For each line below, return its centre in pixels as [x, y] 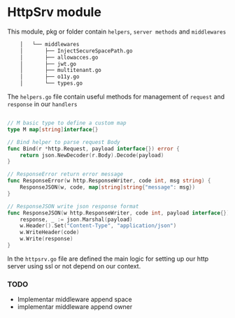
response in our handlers [42, 104]
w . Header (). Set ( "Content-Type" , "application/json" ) [98, 226]
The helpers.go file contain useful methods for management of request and [116, 97]
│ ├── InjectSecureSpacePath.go [76, 51]
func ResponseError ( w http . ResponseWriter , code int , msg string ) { [109, 181]
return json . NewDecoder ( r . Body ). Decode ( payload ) [92, 155]
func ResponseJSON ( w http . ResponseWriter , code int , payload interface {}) [119, 213]
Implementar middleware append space [74, 299]
